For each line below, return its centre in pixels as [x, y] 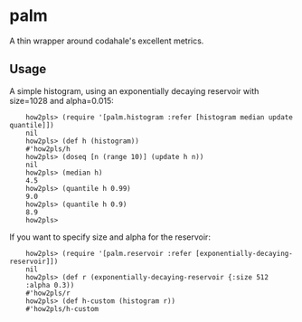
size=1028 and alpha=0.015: [62, 100]
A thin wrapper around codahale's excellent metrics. [107, 41]
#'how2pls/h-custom [62, 308]
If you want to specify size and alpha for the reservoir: [110, 237]
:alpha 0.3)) [50, 285]
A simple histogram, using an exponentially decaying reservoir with [134, 90]
